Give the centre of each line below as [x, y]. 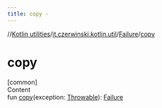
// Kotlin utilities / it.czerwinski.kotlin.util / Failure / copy [81, 34]
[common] [22, 82]
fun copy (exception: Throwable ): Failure [65, 97]
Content [19, 90]
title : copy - [28, 14]
